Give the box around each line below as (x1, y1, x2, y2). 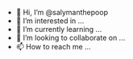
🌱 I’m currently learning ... (15, 25, 102, 33)
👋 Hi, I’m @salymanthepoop (15, 8, 109, 17)
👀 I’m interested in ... (15, 16, 85, 26)
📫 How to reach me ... (15, 42, 91, 51)
